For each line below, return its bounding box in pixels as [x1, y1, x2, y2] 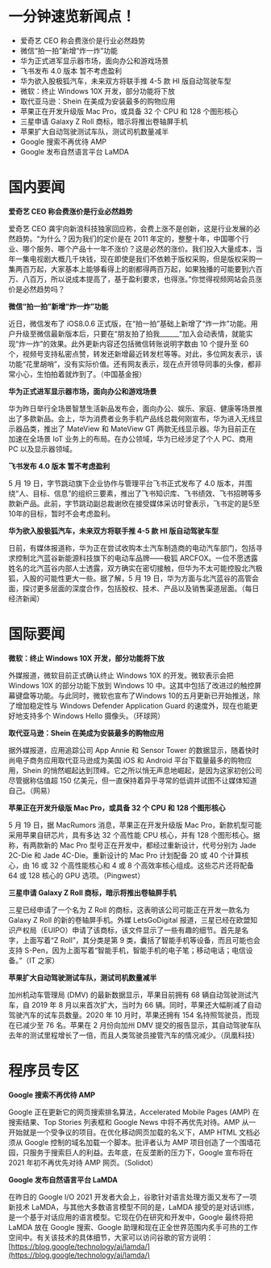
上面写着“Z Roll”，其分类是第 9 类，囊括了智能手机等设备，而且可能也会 [22, 935, 261, 945]
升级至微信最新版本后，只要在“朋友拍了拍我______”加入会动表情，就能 [15, 328, 246, 338]
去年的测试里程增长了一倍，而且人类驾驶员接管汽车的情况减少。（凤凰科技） [8, 1030, 260, 1040]
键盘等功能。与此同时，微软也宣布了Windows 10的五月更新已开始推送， [15, 691, 254, 700]
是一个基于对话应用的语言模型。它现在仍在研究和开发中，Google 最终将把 [8, 1212, 254, 1222]
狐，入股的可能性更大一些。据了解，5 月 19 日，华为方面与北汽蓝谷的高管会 [8, 573, 260, 583]
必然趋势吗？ [22, 284, 65, 294]
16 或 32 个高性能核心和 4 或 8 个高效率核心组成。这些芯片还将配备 [31, 860, 254, 870]
